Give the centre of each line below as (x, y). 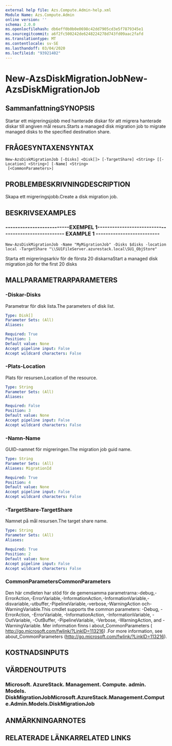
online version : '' (26, 20)
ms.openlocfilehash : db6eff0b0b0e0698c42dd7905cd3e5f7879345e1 (74, 29)
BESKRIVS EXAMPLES (41, 213)
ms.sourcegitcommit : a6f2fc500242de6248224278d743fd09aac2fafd (74, 34)
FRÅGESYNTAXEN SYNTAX (50, 148)
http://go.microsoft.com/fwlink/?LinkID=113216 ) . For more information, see (84, 631)
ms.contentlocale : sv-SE (32, 44)
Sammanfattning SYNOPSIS (50, 108)
